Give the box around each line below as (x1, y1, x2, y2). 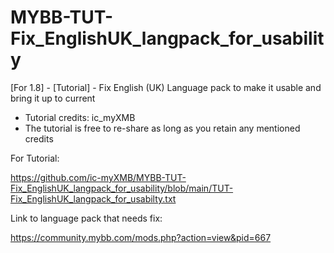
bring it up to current (10, 92, 96, 104)
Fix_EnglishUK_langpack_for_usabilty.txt (10, 192, 177, 205)
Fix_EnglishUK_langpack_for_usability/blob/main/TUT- (10, 182, 234, 194)
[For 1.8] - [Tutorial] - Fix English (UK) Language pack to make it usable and (10, 81, 322, 93)
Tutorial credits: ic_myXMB (24, 111, 136, 123)
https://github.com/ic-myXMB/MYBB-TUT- (10, 171, 187, 183)
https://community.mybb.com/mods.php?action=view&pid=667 (10, 231, 272, 243)
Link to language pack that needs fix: (10, 212, 163, 224)
